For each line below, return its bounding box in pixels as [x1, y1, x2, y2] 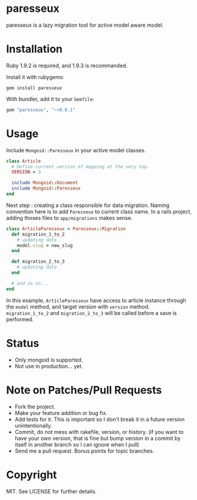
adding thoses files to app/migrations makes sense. [6, 214, 133, 221]
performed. [6, 316, 34, 323]
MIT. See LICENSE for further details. [6, 488, 97, 495]
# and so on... [11, 280, 49, 287]
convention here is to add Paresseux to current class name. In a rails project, [6, 207, 192, 215]
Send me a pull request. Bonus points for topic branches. [14, 447, 154, 454]
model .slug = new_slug [17, 243, 73, 249]
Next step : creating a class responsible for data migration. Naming [6, 202, 170, 209]
